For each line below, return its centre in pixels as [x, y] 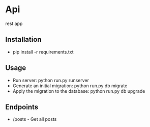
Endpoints [22, 107]
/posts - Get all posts [35, 119]
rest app [14, 23]
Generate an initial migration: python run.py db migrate [70, 86]
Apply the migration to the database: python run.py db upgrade [79, 91]
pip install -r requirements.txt [43, 52]
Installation [23, 40]
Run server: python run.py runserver [51, 80]
